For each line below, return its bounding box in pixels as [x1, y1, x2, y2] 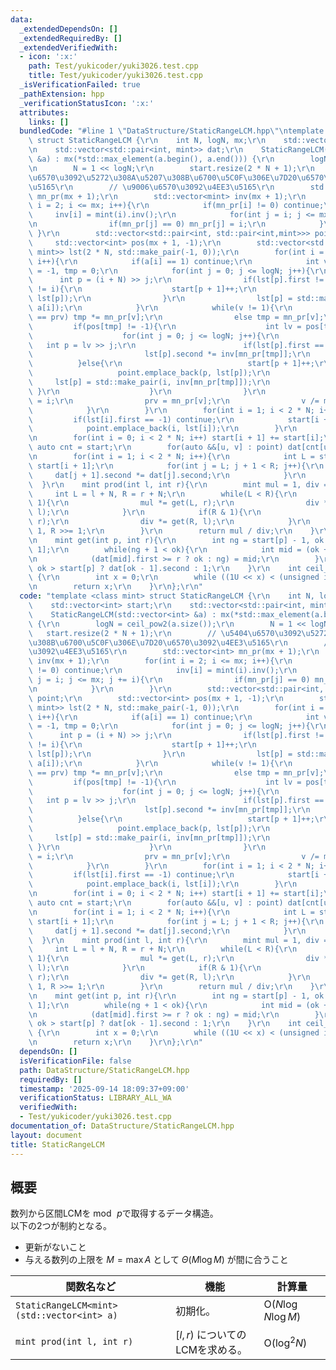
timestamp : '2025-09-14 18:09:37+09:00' [19, 1084, 190, 1094]
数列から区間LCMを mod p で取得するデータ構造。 [10, 1207, 219, 1220]
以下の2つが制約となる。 [10, 1220, 113, 1232]
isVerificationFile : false [19, 1056, 132, 1066]
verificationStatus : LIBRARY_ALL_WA [19, 1093, 172, 1103]
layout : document [10, 1130, 83, 1140]
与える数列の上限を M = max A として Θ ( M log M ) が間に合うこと [24, 1254, 289, 1266]
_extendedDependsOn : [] [19, 24, 118, 34]
